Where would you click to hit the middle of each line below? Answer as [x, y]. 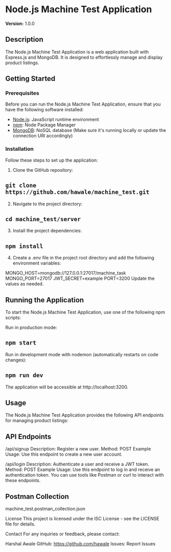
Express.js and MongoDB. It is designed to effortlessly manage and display [84, 57]
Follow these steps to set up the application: [52, 160]
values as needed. [25, 284]
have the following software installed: [45, 110]
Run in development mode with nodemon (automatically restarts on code [82, 354]
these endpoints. [23, 481]
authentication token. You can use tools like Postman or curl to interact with [85, 475]
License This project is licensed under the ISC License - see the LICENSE [82, 519]
